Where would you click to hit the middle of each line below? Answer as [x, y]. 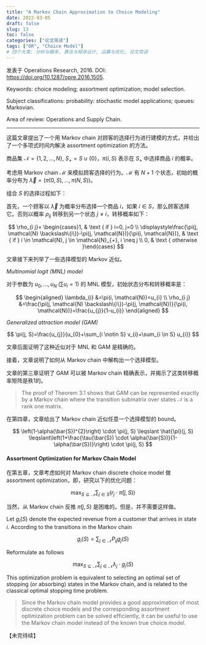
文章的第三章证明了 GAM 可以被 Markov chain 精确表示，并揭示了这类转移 [100, 373]
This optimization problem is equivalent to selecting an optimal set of [93, 578]
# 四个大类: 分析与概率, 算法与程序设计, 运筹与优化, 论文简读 [77, 52]
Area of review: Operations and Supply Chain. [64, 119]
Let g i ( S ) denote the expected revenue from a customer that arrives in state [102, 520]
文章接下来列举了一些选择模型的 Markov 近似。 [66, 259]
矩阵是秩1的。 [29, 381]
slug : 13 [17, 29]
